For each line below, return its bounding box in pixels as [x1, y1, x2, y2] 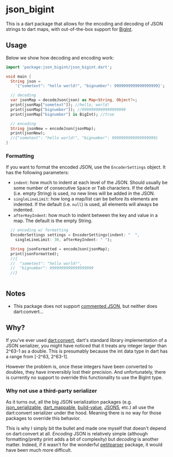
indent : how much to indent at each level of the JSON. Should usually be [13, 179, 168, 186]
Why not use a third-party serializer [6, 387, 97, 394]
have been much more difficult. [6, 447, 72, 453]
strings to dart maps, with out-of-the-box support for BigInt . [6, 26, 133, 32]
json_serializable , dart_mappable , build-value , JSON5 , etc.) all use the [6, 404, 154, 410]
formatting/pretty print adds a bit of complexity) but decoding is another [6, 436, 159, 442]
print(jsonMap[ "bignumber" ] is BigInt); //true [10, 112, 115, 117]
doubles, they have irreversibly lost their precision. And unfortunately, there [6, 369, 166, 375]
